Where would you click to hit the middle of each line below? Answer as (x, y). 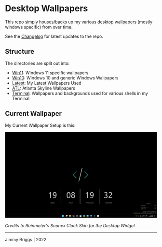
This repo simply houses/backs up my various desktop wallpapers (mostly (79, 22)
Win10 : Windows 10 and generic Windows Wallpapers (65, 77)
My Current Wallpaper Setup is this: (40, 125)
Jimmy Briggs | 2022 (26, 240)
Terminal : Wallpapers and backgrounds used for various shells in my (80, 93)
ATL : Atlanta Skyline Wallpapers (44, 88)
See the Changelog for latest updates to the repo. (54, 36)
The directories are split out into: (37, 63)
